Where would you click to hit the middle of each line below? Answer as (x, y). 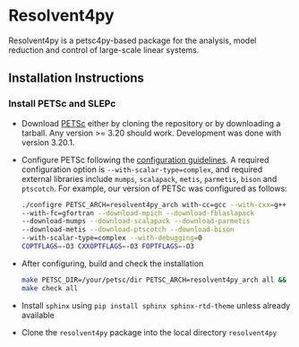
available (38, 315)
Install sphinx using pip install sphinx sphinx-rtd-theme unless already (156, 305)
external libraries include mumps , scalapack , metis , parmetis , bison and (149, 178)
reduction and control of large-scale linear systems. (104, 49)
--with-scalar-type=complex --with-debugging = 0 (111, 239)
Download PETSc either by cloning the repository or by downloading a (151, 123)
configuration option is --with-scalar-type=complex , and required (142, 169)
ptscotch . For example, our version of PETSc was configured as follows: (154, 188)
